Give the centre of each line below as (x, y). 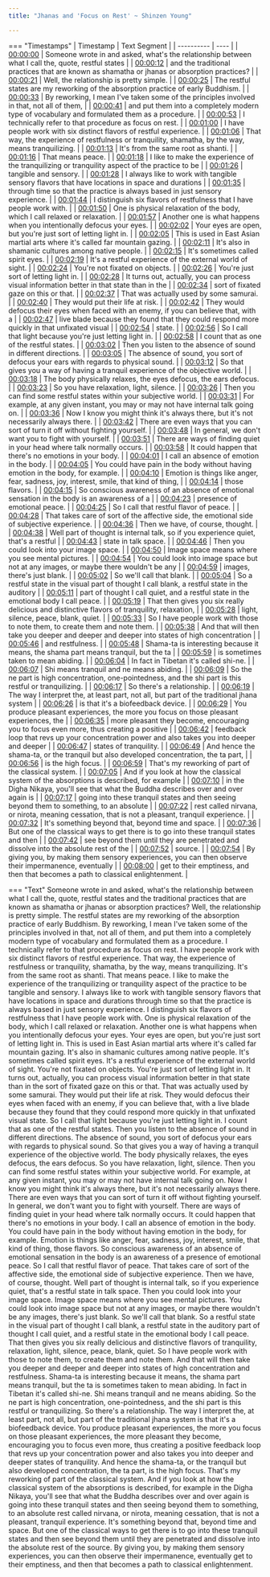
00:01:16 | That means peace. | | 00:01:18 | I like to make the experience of (131, 157)
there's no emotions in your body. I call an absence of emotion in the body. (132, 1223)
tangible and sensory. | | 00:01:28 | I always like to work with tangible (123, 174)
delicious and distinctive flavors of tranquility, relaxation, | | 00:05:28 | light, (133, 609)
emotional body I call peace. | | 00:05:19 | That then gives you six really (126, 600)
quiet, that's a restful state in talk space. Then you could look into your (125, 1291)
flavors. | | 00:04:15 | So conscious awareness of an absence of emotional (131, 489)
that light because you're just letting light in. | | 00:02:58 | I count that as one (135, 336)
